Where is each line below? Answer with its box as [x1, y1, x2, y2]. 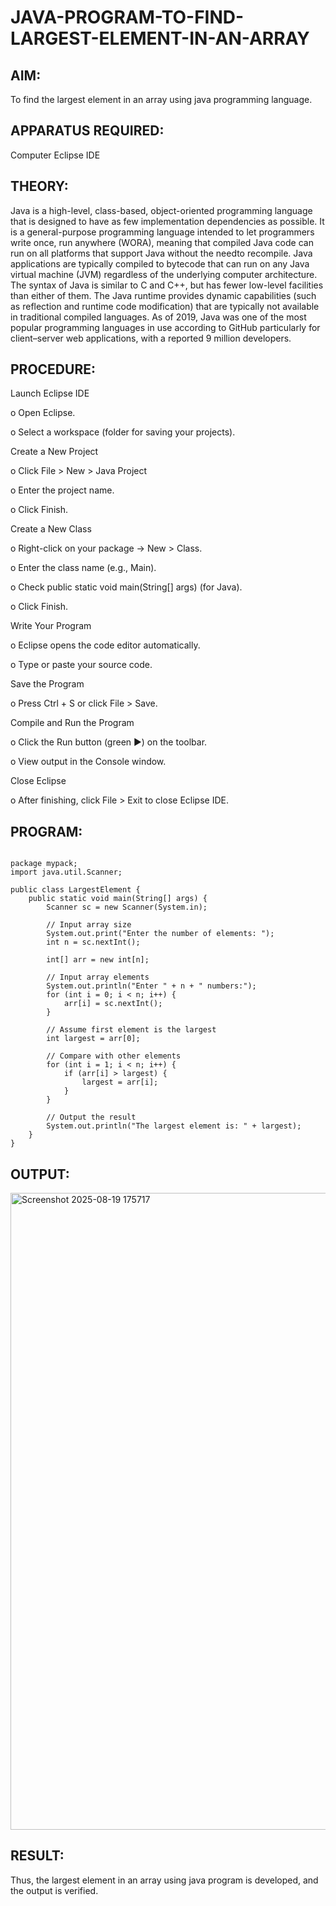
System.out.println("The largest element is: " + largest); [46, 1121, 302, 1131]
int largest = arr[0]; [46, 1034, 141, 1044]
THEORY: [10, 178, 69, 195]
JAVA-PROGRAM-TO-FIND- [10, 6, 245, 29]
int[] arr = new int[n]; [46, 955, 150, 965]
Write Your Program [10, 620, 92, 632]
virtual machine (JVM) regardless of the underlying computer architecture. [10, 268, 318, 280]
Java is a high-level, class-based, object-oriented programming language [10, 204, 313, 216]
